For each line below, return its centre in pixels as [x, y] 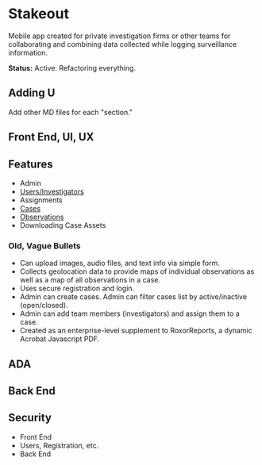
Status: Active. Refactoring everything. [72, 67]
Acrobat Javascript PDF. [60, 339]
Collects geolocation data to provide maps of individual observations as [137, 271]
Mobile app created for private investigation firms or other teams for [119, 36]
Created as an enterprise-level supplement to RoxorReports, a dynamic [136, 331]
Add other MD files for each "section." [71, 112]
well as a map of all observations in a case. [90, 280]
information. [28, 52]
